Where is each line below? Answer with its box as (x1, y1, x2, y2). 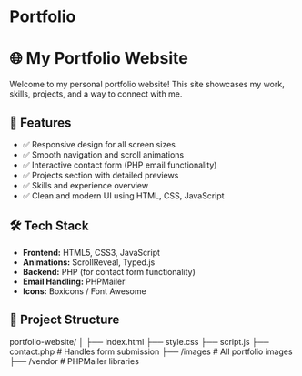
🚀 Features (9, 115, 72, 130)
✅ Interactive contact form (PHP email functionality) (22, 159, 217, 170)
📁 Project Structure (9, 312, 120, 328)
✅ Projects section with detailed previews (22, 169, 179, 180)
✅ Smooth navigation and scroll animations (22, 148, 185, 160)
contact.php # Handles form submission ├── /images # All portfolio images (9, 346, 293, 357)
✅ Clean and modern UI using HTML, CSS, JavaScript (22, 189, 225, 201)
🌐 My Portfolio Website (9, 48, 188, 69)
